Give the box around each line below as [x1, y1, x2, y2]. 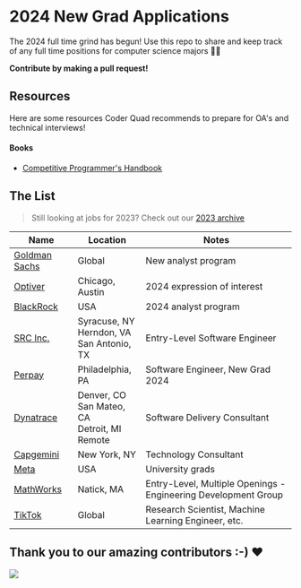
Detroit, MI [77, 422, 122, 435]
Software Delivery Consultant [145, 411, 270, 423]
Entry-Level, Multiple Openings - [145, 477, 287, 489]
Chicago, [77, 274, 116, 287]
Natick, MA [77, 482, 125, 495]
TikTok [13, 508, 42, 521]
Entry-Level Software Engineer [145, 332, 277, 344]
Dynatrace [13, 411, 58, 423]
